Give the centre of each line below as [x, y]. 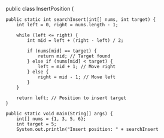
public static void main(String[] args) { [59, 114]
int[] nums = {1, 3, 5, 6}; [51, 119]
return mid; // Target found [74, 56]
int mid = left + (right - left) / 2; [75, 41]
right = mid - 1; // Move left [77, 77]
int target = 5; [37, 124]
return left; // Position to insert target [72, 98]
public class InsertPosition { [40, 9]
